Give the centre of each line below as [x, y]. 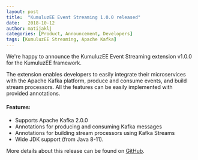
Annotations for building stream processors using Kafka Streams [95, 133]
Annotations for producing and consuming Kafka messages [88, 127]
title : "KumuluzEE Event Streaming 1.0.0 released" [73, 17]
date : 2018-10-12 [31, 23]
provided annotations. [33, 93]
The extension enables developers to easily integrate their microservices [96, 74]
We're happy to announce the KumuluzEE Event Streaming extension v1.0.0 [99, 56]
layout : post [22, 12]
